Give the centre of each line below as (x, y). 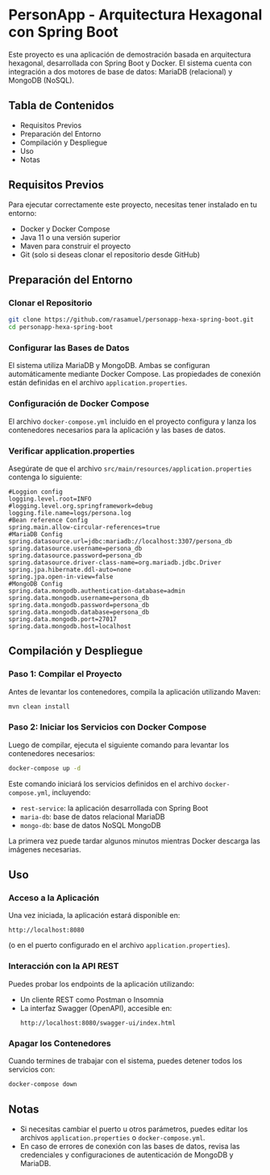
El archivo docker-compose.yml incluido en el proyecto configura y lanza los (132, 421)
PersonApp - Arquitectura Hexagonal (135, 15)
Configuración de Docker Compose (79, 404)
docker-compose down (43, 1084)
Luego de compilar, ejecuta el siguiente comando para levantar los (119, 745)
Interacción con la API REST (64, 966)
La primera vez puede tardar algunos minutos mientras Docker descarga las (134, 841)
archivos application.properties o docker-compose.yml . (112, 1137)
